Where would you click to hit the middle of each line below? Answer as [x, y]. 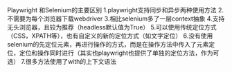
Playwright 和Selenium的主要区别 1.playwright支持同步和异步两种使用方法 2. [115, 10]
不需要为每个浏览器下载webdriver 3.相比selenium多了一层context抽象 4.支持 [116, 19]
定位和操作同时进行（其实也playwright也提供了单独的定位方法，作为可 [119, 53]
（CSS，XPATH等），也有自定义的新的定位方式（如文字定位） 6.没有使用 [110, 36]
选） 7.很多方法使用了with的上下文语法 [62, 61]
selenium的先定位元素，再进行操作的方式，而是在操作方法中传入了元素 [108, 44]
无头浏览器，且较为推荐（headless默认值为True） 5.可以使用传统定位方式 [112, 27]
